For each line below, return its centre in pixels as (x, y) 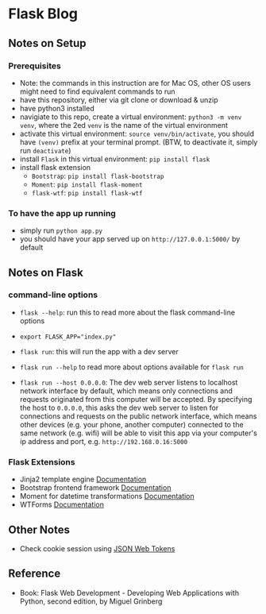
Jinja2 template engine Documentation (83, 479)
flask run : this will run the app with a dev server (99, 351)
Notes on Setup (47, 43)
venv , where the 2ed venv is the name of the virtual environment (124, 125)
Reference (35, 574)
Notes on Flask (46, 272)
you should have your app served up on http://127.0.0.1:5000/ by (130, 239)
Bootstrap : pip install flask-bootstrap (98, 176)
